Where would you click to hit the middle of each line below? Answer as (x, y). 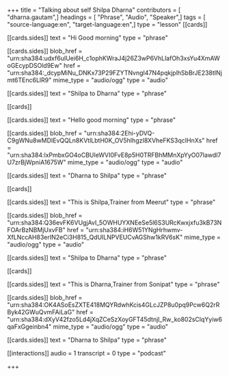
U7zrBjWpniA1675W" (37, 162)
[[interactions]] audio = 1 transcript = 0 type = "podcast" (86, 353)
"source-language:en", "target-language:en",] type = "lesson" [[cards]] (107, 24)
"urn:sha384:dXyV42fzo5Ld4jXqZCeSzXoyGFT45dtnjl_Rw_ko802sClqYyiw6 (114, 319)
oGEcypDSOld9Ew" (35, 65)
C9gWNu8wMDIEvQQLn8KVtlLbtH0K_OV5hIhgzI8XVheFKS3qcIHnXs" (106, 140)
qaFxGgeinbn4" (29, 327)
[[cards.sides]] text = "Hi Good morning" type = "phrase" (88, 38)
